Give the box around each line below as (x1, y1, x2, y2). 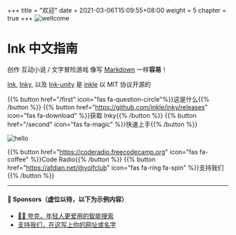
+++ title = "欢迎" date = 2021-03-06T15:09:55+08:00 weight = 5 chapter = (7, 6, 227, 14)
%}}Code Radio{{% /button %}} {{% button (30, 155, 156, 163)
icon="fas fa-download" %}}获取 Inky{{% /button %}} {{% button (7, 111, 197, 119)
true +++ (7, 14, 34, 22)
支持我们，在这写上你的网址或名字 (17, 220, 117, 229)
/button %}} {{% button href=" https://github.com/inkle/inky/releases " (7, 102, 209, 111)
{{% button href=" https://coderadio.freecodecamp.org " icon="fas (7, 147, 198, 156)
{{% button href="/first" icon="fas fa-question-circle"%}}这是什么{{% (7, 95, 210, 103)
